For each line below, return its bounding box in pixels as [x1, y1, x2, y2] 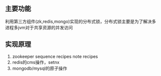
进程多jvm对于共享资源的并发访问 [5, 24, 73, 30]
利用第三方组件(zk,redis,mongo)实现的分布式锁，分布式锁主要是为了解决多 [5, 19, 157, 24]
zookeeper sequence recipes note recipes [12, 53, 98, 59]
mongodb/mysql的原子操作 [12, 65, 67, 71]
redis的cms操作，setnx [12, 59, 60, 65]
